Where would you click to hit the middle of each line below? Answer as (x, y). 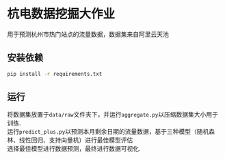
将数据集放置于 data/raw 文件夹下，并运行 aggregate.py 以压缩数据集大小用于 (113, 115)
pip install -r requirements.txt (55, 74)
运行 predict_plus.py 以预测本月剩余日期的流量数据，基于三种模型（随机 (108, 132)
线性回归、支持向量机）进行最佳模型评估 (76, 140)
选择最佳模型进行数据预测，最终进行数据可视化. (74, 149)
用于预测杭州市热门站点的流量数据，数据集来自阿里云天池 (88, 34)
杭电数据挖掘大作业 (61, 14)
